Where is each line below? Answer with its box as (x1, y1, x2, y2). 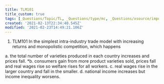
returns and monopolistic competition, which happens (12, 44, 121, 50)
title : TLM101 (5, 7, 34, 12)
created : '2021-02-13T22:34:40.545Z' (5, 20, 82, 26)
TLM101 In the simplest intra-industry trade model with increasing (12, 38, 144, 44)
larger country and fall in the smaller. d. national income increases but (5, 68, 145, 74)
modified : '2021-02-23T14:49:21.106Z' (5, 25, 84, 30)
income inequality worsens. (5, 74, 61, 80)
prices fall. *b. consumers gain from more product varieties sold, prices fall (5, 58, 156, 64)
